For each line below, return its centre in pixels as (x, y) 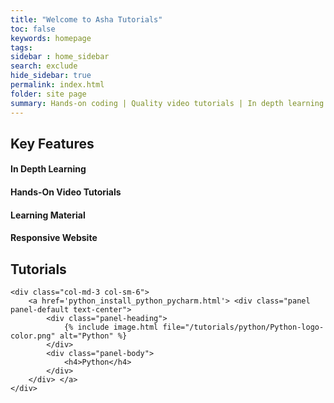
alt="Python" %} (93, 336)
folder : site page (48, 94)
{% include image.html (111, 327)
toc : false (33, 29)
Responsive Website (54, 238)
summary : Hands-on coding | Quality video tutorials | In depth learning (167, 103)
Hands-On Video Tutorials (66, 192)
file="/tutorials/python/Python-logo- (243, 327)
